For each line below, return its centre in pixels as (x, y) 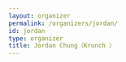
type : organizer (36, 38)
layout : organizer (39, 16)
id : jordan (27, 31)
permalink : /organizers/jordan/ (63, 23)
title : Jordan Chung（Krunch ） (62, 46)
